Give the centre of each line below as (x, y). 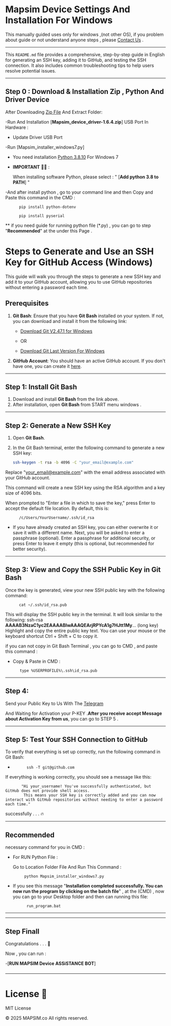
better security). (30, 549)
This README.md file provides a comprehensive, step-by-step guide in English (85, 54)
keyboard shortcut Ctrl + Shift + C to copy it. (52, 636)
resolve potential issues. (31, 71)
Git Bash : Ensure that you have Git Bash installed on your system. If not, (88, 316)
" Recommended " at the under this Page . (49, 230)
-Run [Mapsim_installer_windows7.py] (45, 147)
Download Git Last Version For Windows (62, 351)
